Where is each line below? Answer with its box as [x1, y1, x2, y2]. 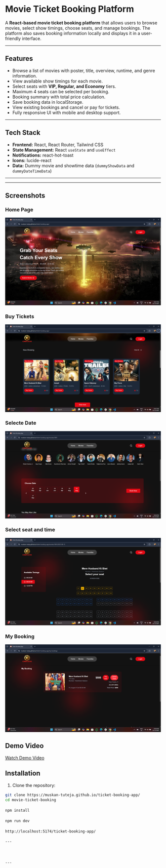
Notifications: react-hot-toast [12, 152, 74, 158]
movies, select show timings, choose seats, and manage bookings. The [5, 25, 151, 31]
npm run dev [5, 818, 30, 823]
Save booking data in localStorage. [12, 99, 83, 105]
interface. [22, 36, 42, 41]
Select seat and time [5, 526, 55, 533]
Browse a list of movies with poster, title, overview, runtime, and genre [12, 68, 156, 74]
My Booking [5, 633, 35, 640]
